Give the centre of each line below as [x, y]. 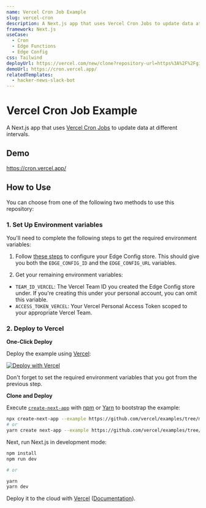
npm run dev [21, 459]
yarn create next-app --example [48, 430]
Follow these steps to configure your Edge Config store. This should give [107, 256]
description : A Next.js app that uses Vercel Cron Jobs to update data [100, 23]
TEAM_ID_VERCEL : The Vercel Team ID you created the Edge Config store [105, 286]
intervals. [18, 134]
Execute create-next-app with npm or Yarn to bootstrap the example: [93, 408]
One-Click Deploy [29, 342]
